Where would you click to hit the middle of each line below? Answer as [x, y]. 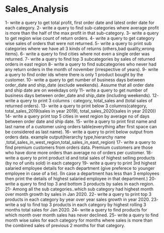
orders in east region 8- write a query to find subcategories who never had [81, 64]
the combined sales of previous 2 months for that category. [65, 225]
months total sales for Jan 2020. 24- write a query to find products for [76, 210]
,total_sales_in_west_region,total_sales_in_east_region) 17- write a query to [81, 142]
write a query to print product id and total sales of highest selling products [80, 158]
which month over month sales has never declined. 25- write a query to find [82, 215]
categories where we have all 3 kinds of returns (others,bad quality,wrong [80, 48]
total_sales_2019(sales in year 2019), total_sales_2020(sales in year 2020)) [81, 111]
